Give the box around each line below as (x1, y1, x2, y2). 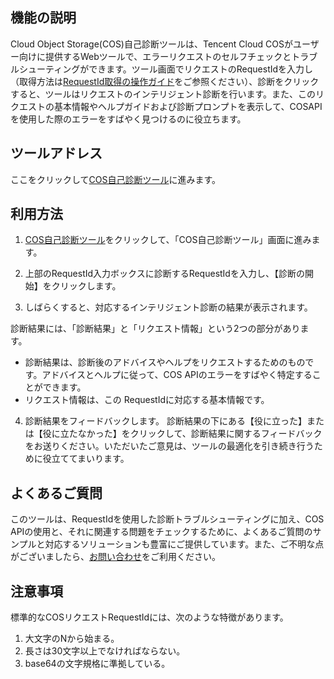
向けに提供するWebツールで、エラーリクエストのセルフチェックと (18, 50, 292, 62)
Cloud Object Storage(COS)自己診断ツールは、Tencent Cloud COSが (10, 38, 294, 50)
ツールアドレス (10, 145, 103, 162)
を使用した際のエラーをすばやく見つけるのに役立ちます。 (10, 113, 247, 125)
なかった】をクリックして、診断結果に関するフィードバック (77, 428, 323, 440)
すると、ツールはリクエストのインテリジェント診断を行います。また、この (10, 88, 317, 100)
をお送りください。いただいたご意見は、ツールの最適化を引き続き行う (24, 440, 315, 452)
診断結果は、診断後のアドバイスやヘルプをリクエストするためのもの (24, 356, 306, 368)
